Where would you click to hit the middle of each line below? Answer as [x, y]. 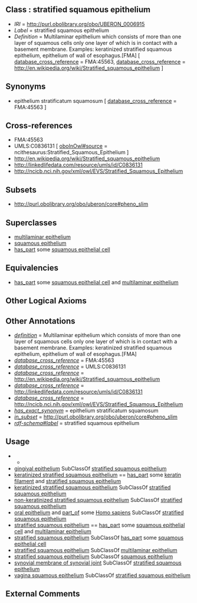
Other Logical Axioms [46, 301]
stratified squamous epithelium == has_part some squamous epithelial [99, 525]
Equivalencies [32, 268]
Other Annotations [40, 321]
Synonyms [26, 87]
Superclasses [31, 223]
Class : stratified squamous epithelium [78, 10]
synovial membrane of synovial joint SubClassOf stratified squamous [98, 563]
